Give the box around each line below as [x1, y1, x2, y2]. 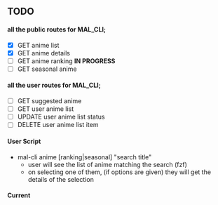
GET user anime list [17, 105, 74, 113]
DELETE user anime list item [17, 121, 99, 129]
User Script [7, 137, 41, 145]
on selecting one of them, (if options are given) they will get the [27, 168, 212, 176]
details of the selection [27, 175, 95, 183]
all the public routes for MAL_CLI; [7, 25, 107, 34]
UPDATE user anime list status [17, 112, 105, 121]
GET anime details [17, 48, 70, 57]
